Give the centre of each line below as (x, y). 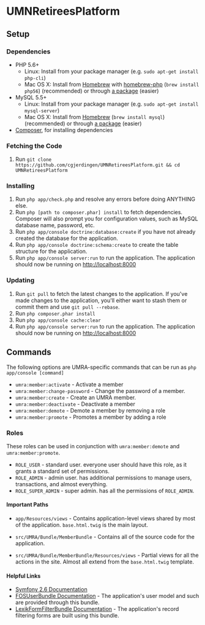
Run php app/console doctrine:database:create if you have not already (105, 232)
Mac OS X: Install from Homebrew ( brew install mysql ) (95, 117)
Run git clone (33, 159)
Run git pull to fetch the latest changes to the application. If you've (101, 293)
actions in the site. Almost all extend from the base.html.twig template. (105, 562)
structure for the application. (51, 251)
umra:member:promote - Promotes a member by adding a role (91, 417)
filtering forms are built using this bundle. (67, 616)
